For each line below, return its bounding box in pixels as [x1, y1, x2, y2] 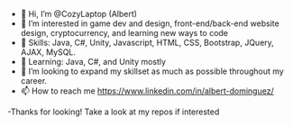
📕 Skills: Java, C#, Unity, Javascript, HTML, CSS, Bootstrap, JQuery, [20, 37, 275, 48]
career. [20, 76, 48, 85]
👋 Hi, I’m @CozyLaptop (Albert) [20, 9, 138, 19]
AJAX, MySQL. [20, 47, 77, 58]
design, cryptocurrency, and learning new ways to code [20, 28, 229, 38]
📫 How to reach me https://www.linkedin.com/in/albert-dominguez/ [20, 85, 275, 96]
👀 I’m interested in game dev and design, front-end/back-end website [20, 18, 279, 29]
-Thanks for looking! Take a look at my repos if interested [7, 106, 220, 117]
